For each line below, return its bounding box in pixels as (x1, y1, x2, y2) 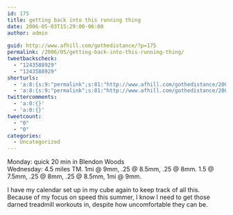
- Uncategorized (13, 139, 60, 146)
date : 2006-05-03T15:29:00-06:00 (7, 23, 104, 30)
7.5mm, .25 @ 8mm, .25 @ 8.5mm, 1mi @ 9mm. (7, 172, 142, 180)
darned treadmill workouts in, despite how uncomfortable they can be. (7, 200, 208, 209)
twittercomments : (7, 94, 58, 101)
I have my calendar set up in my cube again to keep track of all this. (7, 186, 200, 194)
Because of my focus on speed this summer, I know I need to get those (7, 193, 210, 201)
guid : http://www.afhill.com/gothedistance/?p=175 (7, 42, 157, 49)
